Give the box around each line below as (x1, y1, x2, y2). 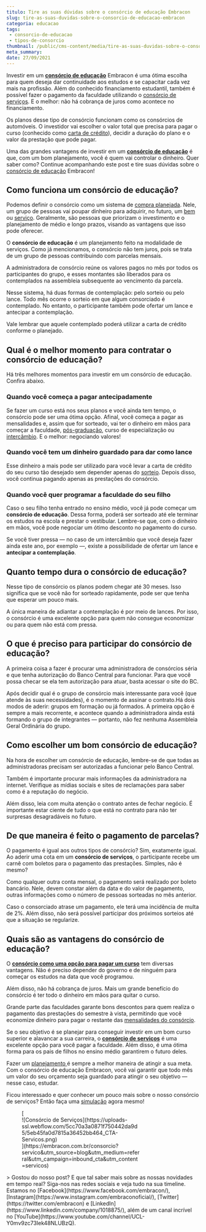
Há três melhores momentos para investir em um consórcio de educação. (6, 371, 192, 378)
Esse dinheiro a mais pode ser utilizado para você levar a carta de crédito (6, 462, 192, 469)
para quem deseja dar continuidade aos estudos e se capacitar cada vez (6, 78, 190, 85)
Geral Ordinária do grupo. (6, 722, 71, 730)
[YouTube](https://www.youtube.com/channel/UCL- (14, 1213, 145, 1220)
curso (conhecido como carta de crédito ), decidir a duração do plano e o (6, 129, 191, 136)
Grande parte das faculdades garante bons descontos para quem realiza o (6, 1004, 195, 1011)
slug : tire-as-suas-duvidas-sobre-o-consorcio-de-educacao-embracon (6, 15, 185, 21)
